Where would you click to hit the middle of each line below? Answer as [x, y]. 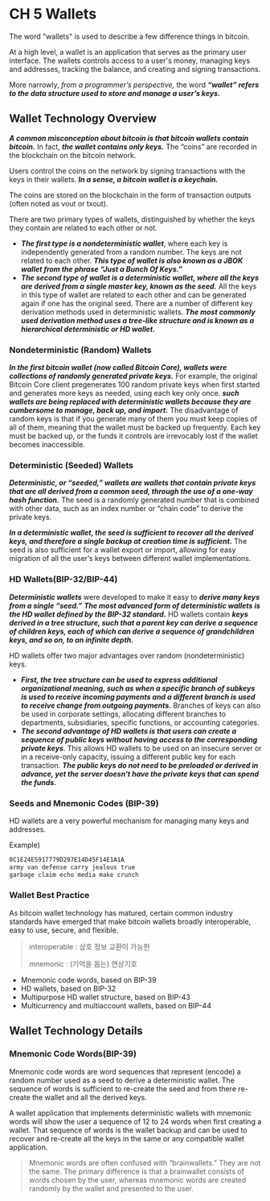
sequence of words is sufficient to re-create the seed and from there [123, 1088]
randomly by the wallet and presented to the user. [111, 1188]
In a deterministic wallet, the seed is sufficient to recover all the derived [131, 533]
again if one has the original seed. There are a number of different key [137, 303]
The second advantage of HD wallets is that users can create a [129, 731]
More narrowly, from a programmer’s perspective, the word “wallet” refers [134, 85]
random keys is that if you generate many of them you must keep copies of [133, 419]
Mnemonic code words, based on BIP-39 [88, 979]
